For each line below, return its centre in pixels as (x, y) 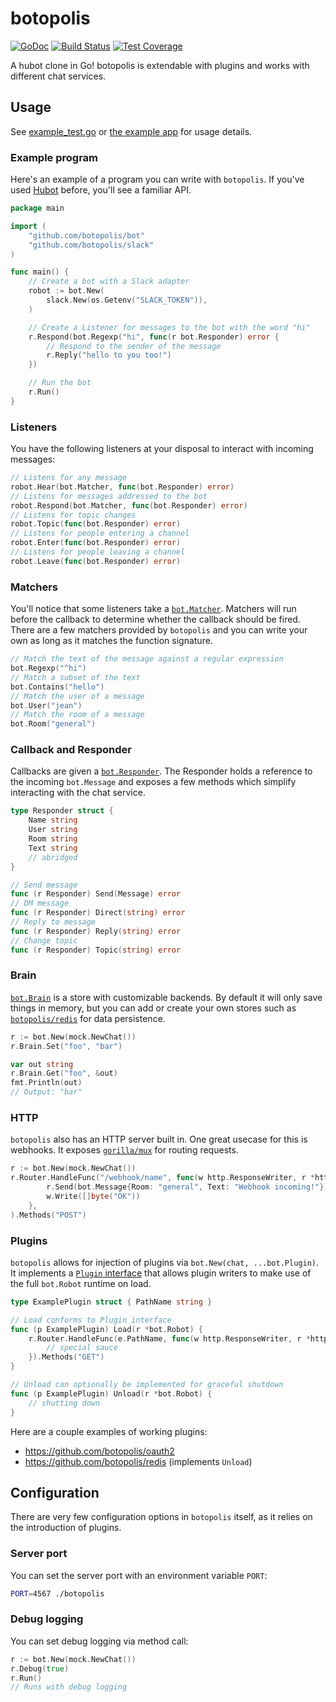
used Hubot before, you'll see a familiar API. (101, 190)
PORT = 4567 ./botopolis (57, 1593)
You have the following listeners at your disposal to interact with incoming (162, 449)
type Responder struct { (62, 811)
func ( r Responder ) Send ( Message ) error (96, 894)
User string (53, 830)
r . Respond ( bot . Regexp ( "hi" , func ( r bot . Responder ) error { (154, 337)
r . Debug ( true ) (40, 1668)
